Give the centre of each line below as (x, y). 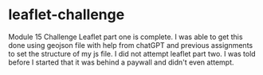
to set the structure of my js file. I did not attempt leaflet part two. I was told (132, 53)
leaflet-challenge (67, 15)
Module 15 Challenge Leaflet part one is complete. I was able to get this (126, 37)
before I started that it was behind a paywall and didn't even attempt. (121, 62)
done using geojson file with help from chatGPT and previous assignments (131, 45)
